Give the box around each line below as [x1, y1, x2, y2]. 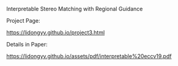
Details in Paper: [6, 41, 48, 48]
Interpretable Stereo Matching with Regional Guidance [6, 5, 143, 12]
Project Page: [6, 17, 41, 24]
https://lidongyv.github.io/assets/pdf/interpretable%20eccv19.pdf [6, 53, 172, 60]
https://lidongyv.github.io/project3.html [6, 29, 105, 36]
